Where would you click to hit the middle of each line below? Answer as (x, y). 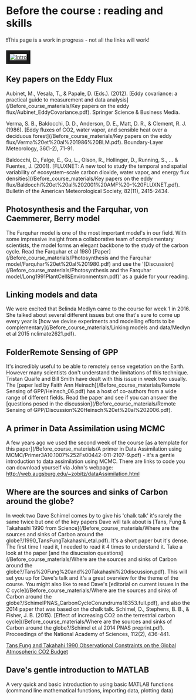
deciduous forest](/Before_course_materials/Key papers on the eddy (89, 136)
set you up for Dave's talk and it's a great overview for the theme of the (92, 578)
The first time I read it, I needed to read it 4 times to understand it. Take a (94, 546)
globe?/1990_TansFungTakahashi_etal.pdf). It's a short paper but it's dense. (97, 540)
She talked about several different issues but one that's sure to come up (93, 315)
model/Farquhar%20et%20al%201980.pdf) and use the (73, 264)
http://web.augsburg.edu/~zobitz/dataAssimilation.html (73, 474)
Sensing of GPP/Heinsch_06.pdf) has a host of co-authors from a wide (92, 391)
